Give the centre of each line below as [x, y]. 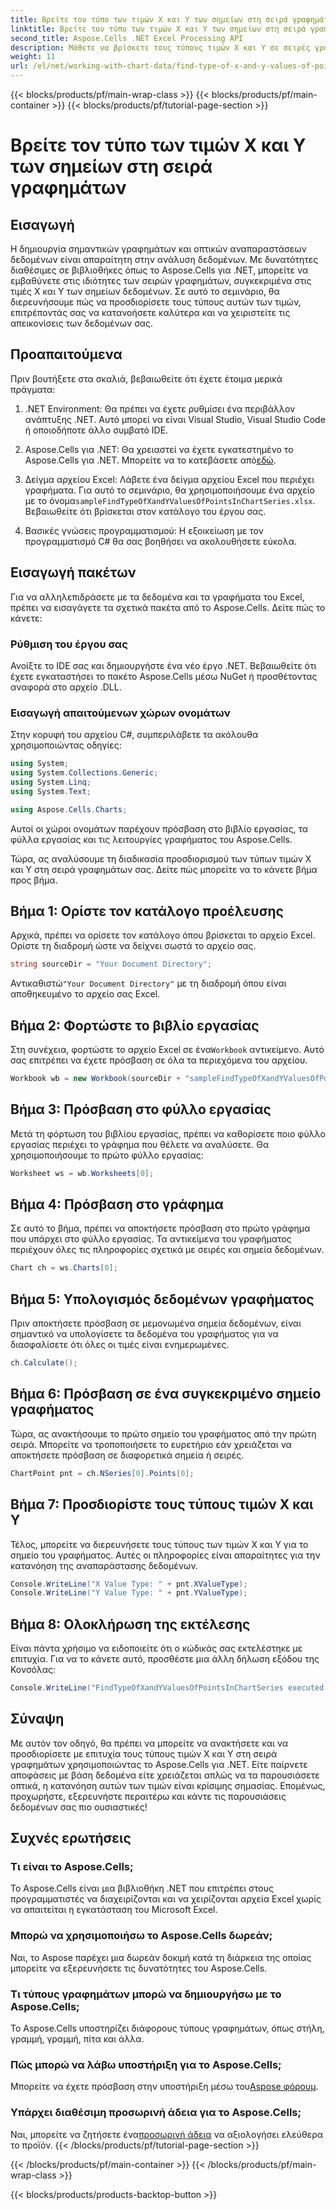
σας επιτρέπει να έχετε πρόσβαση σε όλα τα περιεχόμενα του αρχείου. [159, 1060]
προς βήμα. [34, 880]
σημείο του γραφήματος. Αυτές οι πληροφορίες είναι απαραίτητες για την [165, 1555]
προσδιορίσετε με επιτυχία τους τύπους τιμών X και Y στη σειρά [144, 1753]
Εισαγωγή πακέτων [73, 572]
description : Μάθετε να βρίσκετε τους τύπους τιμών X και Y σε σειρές [160, 47]
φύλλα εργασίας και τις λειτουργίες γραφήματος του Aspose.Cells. [151, 839]
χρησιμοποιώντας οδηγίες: [66, 745]
